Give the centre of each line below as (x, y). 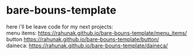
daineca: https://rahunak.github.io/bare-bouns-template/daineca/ (87, 46)
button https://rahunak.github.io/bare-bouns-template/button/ (83, 39)
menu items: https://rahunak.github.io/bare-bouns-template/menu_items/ (97, 33)
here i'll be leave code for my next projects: (60, 27)
